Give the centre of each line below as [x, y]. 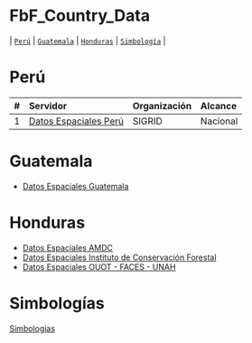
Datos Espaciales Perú [76, 121]
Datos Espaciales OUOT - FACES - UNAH [99, 266]
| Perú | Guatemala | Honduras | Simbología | [88, 41]
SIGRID [147, 121]
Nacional [219, 121]
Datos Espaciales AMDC [68, 247]
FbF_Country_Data [80, 16]
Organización [162, 106]
